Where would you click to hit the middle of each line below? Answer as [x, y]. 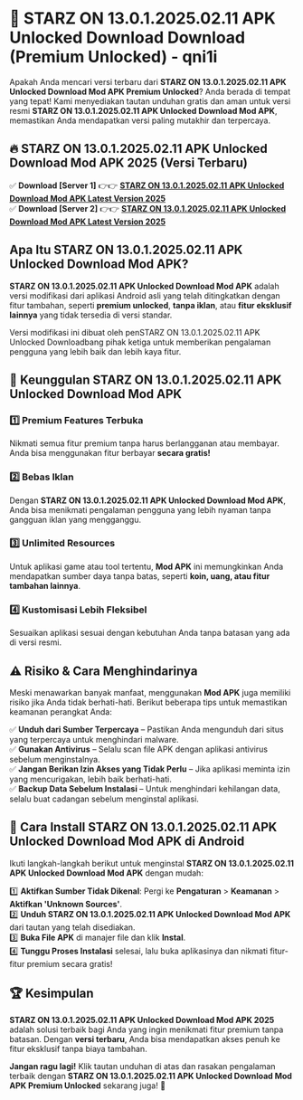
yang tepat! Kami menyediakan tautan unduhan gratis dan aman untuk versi [150, 101]
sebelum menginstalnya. [55, 759]
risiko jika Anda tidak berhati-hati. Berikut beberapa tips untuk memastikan [148, 702]
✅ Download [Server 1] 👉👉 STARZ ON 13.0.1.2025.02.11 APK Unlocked [147, 185]
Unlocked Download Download [128, 38]
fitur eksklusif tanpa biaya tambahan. [78, 1048]
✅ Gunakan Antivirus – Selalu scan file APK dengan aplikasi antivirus [139, 749]
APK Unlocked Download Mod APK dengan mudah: [106, 873]
